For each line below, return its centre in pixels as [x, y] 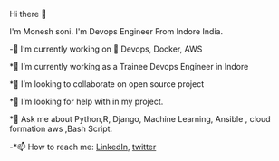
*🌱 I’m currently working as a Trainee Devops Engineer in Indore [129, 66]
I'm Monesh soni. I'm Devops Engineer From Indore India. [116, 31]
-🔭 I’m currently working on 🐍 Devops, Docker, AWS [106, 49]
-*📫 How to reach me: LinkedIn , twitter [83, 147]
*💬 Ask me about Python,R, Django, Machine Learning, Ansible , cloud [140, 119]
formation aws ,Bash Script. [61, 128]
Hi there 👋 [28, 14]
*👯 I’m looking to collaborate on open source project [107, 84]
